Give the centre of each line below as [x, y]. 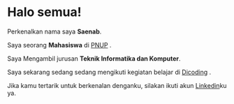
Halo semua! [44, 12]
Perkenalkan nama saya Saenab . [54, 31]
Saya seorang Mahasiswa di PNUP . [59, 45]
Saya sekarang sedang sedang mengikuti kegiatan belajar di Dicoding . [109, 72]
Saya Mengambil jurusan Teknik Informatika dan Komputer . [94, 58]
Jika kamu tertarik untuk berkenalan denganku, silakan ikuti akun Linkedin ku [117, 85]
